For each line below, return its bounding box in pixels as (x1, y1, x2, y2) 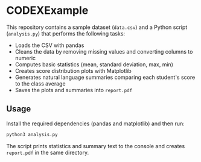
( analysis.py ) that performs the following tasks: (6, 30, 126, 37)
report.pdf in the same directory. (6, 149, 89, 156)
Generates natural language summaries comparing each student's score (14, 73, 196, 81)
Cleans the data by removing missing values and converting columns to (14, 48, 193, 55)
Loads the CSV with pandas (14, 42, 85, 49)
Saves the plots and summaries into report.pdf (14, 86, 133, 93)
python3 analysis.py (6, 131, 59, 137)
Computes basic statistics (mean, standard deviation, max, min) (14, 61, 174, 68)
